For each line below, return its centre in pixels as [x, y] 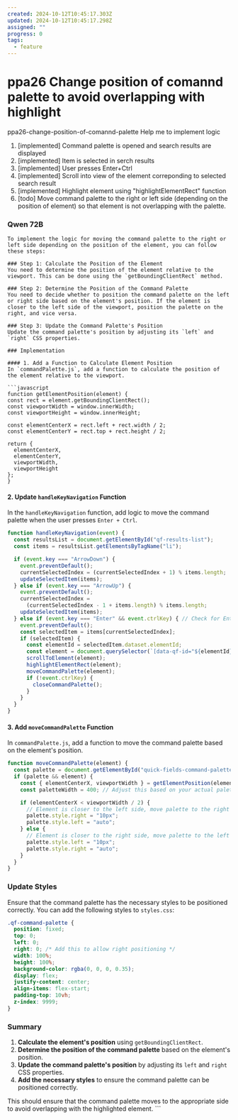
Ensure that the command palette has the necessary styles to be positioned [118, 902]
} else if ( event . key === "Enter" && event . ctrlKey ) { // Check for [117, 618]
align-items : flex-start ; [52, 989]
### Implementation [36, 351]
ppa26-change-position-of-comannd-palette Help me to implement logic [114, 131]
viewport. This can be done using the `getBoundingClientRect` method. [115, 276]
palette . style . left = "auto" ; [70, 823]
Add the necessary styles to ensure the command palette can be [113, 1080]
